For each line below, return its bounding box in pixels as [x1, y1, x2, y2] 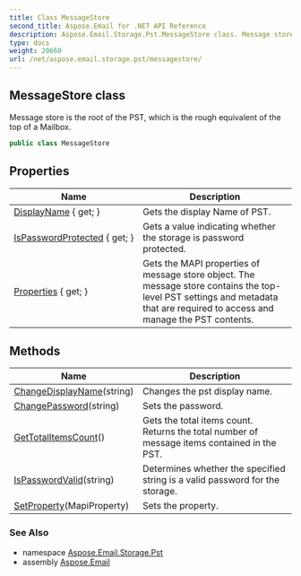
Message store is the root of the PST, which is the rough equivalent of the [9, 111, 281, 122]
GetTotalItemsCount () [13, 432, 106, 444]
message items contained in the [142, 437, 277, 449]
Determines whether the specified [142, 463, 286, 476]
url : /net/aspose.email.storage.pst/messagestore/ [9, 55, 202, 64]
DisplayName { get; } [13, 205, 100, 218]
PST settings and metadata [164, 291, 279, 303]
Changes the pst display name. [142, 385, 273, 397]
